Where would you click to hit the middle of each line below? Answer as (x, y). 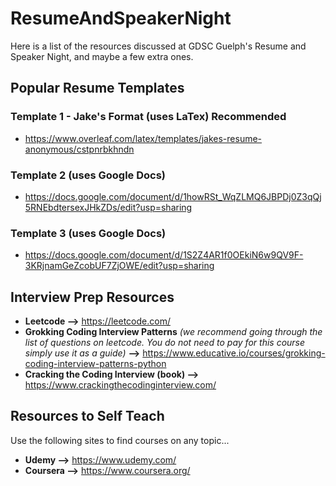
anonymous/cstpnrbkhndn (79, 149)
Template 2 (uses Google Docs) (88, 175)
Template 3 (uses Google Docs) (88, 233)
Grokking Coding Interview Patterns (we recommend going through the (173, 332)
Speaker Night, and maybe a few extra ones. (102, 56)
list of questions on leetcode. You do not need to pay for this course (165, 343)
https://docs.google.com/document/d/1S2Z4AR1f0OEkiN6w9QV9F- (164, 255)
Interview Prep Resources (92, 297)
